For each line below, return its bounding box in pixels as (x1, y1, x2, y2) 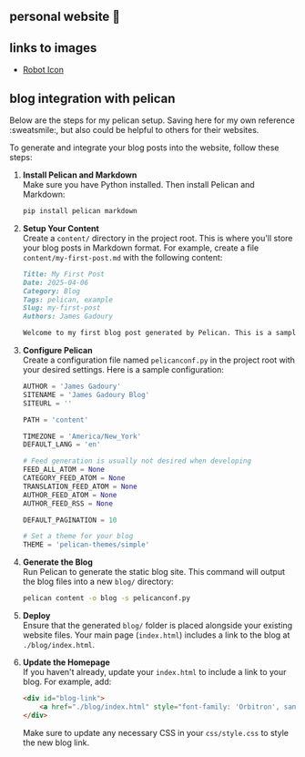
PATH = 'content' (22, 415, 89, 425)
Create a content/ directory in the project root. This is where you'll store (22, 232, 293, 243)
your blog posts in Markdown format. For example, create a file (22, 242, 259, 253)
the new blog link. (22, 737, 89, 748)
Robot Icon (22, 65, 64, 76)
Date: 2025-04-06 (22, 278, 89, 287)
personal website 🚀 (9, 9, 121, 25)
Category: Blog (22, 286, 81, 296)
